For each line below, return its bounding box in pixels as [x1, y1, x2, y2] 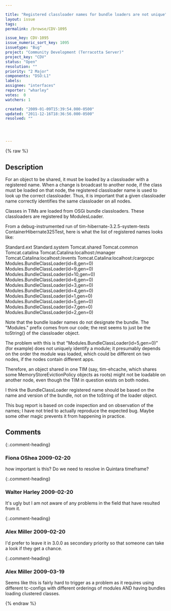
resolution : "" [5, 64, 38, 69]
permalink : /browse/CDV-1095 [5, 26, 67, 31]
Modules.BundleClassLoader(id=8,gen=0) [5, 260, 94, 266]
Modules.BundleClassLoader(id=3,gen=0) [5, 282, 94, 288]
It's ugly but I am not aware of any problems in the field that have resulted [5, 500, 160, 506]
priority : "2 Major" [5, 69, 49, 74]
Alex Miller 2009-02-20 [5, 528, 66, 535]
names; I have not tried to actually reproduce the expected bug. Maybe [5, 408, 154, 414]
